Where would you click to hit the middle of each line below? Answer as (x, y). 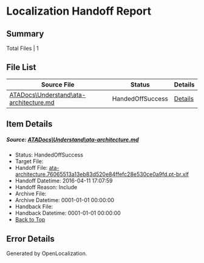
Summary (25, 34)
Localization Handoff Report (79, 11)
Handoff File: (31, 168)
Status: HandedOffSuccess (49, 155)
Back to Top (30, 220)
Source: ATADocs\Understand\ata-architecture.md (73, 139)
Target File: (29, 161)
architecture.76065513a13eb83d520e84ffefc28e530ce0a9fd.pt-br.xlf (102, 174)
